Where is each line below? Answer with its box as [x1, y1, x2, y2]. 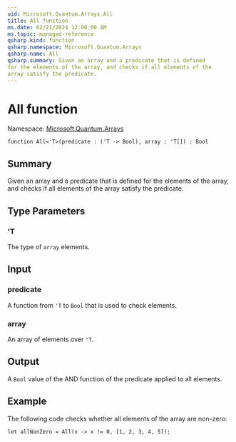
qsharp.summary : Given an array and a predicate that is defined [7, 57, 205, 64]
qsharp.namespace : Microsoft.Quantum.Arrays [7, 44, 142, 51]
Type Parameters [7, 205, 86, 217]
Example [7, 396, 47, 408]
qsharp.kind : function [7, 37, 75, 44]
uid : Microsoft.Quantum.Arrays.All [7, 10, 113, 18]
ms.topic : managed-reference [7, 30, 94, 38]
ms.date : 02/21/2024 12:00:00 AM [7, 24, 107, 31]
